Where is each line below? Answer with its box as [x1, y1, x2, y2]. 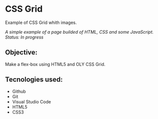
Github [12, 88, 26, 94]
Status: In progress [5, 34, 44, 40]
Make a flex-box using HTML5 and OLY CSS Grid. [5, 61, 105, 67]
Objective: [5, 48, 38, 57]
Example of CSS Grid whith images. [5, 20, 77, 25]
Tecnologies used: [5, 76, 63, 84]
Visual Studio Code [12, 99, 52, 104]
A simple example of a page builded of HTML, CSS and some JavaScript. [5, 29, 154, 35]
